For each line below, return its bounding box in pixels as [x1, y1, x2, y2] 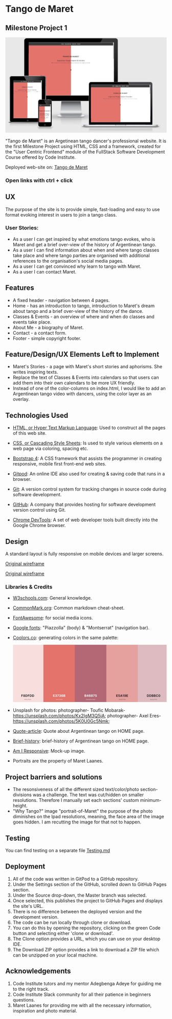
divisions [12, 792, 32, 798]
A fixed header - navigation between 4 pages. [12, 297, 110, 303]
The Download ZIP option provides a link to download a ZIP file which [12, 946, 160, 952]
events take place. [12, 319, 52, 325]
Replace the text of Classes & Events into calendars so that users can [12, 374, 159, 380]
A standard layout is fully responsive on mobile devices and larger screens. [5, 551, 164, 557]
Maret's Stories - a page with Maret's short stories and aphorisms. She [12, 364, 163, 370]
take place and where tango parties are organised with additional [12, 252, 150, 259]
